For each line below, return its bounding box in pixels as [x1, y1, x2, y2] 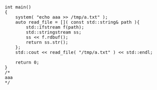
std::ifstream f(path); [26, 25, 84, 30]
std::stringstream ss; [26, 30, 82, 35]
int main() [5, 5, 32, 10]
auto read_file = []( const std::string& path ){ [15, 20, 140, 25]
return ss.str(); [26, 40, 69, 45]
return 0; [15, 60, 40, 65]
